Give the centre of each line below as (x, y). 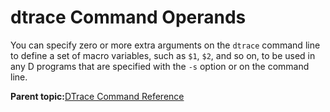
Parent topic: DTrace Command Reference (97, 96)
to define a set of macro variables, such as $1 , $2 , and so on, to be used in (163, 55)
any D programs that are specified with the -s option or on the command (160, 66)
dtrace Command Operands (128, 17)
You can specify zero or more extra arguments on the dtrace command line (165, 45)
